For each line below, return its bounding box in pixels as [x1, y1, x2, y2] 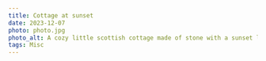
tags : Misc [8, 41, 44, 49]
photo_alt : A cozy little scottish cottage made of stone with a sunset [8, 33, 253, 42]
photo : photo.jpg [8, 26, 66, 34]
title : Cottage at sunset [8, 11, 93, 20]
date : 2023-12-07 [8, 19, 66, 27]
